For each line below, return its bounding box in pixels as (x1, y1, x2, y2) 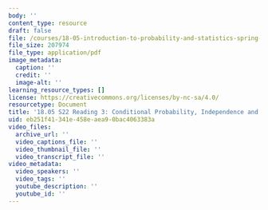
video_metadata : (8, 160, 62, 168)
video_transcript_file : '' (15, 153, 105, 160)
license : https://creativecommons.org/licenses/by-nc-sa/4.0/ (8, 93, 219, 101)
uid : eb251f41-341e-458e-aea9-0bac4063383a (8, 116, 156, 124)
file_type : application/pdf (8, 49, 102, 57)
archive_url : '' (15, 130, 69, 138)
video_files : (8, 123, 52, 131)
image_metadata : (8, 57, 62, 65)
